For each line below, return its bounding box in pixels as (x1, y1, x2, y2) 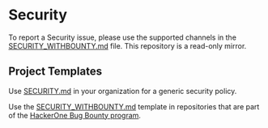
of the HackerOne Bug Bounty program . (8, 110, 142, 120)
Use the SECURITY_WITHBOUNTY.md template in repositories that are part (8, 101, 260, 111)
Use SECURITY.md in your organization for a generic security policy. (8, 86, 237, 96)
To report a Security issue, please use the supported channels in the (8, 32, 237, 42)
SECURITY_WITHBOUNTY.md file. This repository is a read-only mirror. (8, 41, 247, 50)
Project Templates (8, 65, 103, 79)
